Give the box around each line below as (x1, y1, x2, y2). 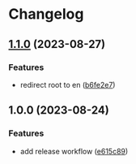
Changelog (8, 5, 84, 24)
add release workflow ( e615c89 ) (19, 146, 129, 156)
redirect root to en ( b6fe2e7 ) (19, 80, 116, 89)
